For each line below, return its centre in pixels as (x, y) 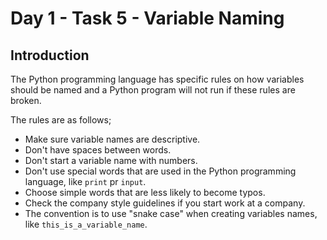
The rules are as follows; (61, 120)
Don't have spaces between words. (98, 150)
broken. (26, 100)
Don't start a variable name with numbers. (111, 160)
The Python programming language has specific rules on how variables (157, 79)
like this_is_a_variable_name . (86, 224)
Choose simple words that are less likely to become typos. (145, 192)
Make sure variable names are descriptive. (112, 139)
